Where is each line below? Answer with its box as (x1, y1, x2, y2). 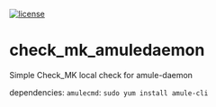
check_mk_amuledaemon (9, 40, 205, 60)
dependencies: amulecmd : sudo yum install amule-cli (9, 86, 209, 98)
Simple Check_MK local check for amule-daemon (9, 69, 193, 80)
